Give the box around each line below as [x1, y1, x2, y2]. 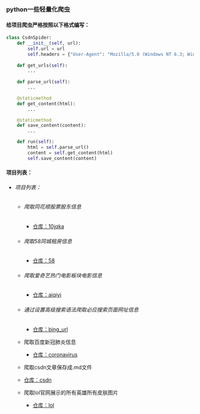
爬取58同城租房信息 [23, 237, 73, 244]
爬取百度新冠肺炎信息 [23, 338, 76, 346]
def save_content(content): [17, 123, 86, 128]
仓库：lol [32, 402, 55, 409]
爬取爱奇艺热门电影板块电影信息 [23, 272, 102, 279]
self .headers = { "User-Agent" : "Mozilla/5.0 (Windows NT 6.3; [27, 51, 185, 57]
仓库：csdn [23, 376, 52, 383]
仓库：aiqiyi [32, 291, 61, 299]
